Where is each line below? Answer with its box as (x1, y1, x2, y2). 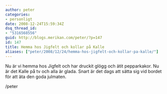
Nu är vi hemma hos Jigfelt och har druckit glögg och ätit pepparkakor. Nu (5, 63, 159, 69)
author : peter (5, 7, 35, 12)
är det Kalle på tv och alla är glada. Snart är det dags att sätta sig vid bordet (5, 68, 162, 74)
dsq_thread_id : (5, 26, 37, 31)
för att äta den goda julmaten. (5, 73, 67, 79)
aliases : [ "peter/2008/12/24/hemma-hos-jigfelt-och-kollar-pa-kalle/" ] (5, 49, 158, 54)
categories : (5, 12, 30, 17)
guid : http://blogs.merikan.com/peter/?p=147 (5, 35, 102, 40)
